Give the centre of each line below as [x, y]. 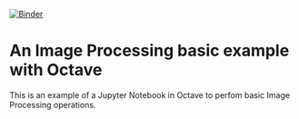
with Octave [56, 70]
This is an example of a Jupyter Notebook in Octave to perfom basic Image [150, 94]
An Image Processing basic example [149, 51]
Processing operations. [53, 104]
